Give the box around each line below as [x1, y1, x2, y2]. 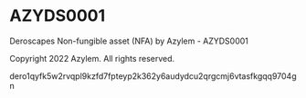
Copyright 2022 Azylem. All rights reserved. [9, 53, 175, 64]
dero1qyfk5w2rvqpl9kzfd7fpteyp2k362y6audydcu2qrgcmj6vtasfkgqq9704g [9, 70, 297, 82]
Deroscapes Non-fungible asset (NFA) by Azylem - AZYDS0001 [9, 35, 249, 46]
